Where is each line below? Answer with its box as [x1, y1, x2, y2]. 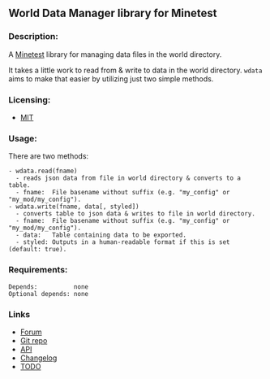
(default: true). [8, 246, 67, 254]
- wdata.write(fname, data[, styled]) [8, 203, 139, 211]
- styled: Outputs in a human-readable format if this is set [15, 238, 230, 246]
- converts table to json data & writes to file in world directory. [15, 210, 255, 218]
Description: [8, 31, 58, 42]
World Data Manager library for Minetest [8, 7, 217, 20]
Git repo [19, 335, 48, 345]
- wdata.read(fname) [8, 167, 79, 176]
